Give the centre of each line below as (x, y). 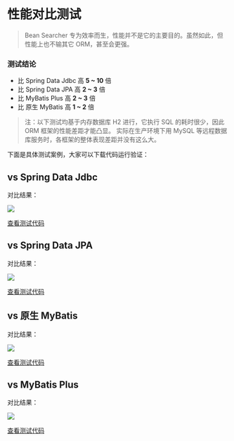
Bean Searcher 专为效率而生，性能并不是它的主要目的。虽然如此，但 (124, 35)
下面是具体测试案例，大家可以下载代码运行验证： (78, 155)
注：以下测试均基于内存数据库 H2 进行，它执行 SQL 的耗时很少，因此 (124, 122)
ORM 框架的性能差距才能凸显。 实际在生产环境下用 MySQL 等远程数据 (126, 131)
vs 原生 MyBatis (43, 316)
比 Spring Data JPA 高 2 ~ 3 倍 (61, 89)
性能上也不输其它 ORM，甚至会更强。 (79, 44)
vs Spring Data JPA (50, 246)
